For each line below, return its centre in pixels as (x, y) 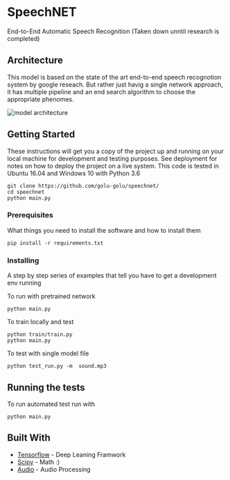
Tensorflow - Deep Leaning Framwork (71, 454)
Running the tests (46, 388)
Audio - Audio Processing (54, 469)
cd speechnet (26, 192)
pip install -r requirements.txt (55, 243)
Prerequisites (30, 215)
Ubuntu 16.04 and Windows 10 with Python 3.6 (74, 173)
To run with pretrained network (51, 296)
